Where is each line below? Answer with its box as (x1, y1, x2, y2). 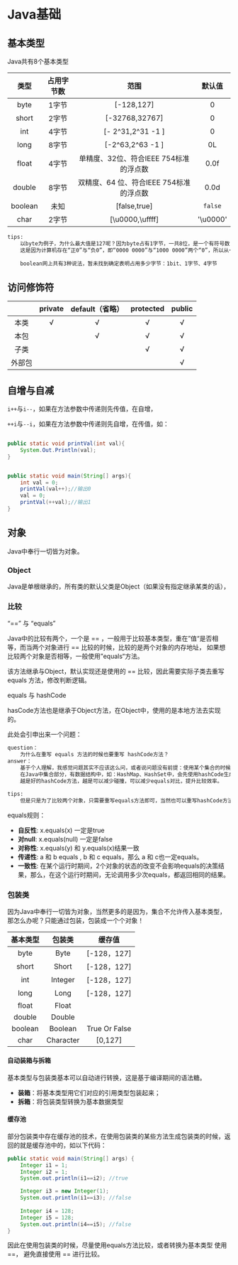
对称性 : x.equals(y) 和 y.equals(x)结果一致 (17, 844, 140, 853)
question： (7, 744, 39, 752)
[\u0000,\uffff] (109, 215, 159, 224)
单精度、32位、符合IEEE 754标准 (79, 154, 190, 163)
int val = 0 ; (20, 479, 59, 486)
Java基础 (7, 6, 62, 23)
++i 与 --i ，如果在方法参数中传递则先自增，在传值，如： (7, 420, 169, 428)
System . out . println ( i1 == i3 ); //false (20, 1195, 132, 1202)
